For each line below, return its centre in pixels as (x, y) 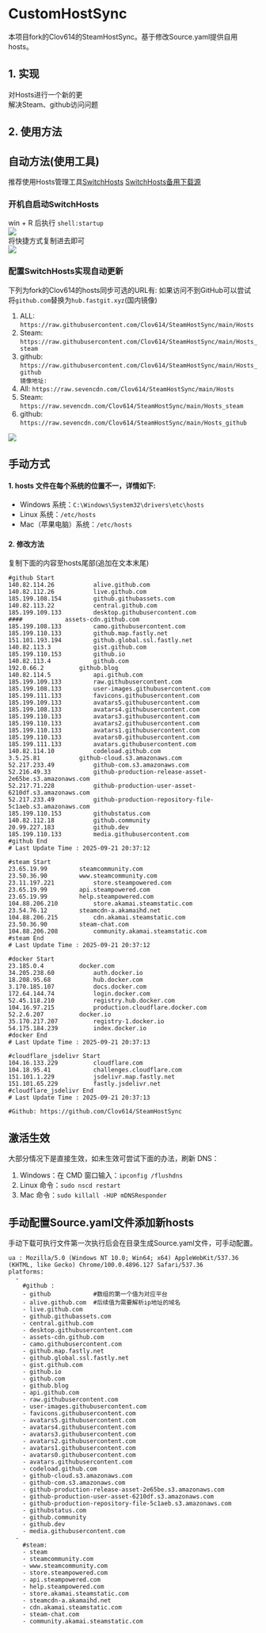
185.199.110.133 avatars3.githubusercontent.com (104, 717)
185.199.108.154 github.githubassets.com (92, 599)
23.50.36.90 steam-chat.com (68, 925)
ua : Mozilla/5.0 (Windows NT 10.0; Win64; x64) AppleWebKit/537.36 (123, 1258)
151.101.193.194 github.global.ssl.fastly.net (101, 641)
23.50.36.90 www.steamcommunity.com (83, 876)
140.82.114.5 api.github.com (76, 675)
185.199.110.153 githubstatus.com (79, 814)
